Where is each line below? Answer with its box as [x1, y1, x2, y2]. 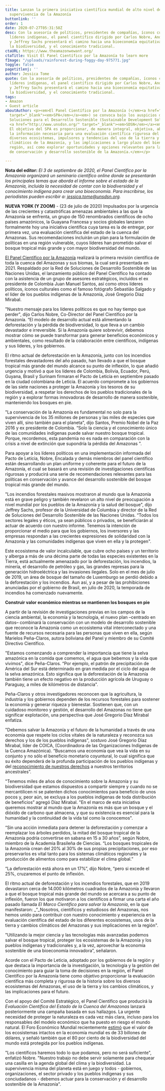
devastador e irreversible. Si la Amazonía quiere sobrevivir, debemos [5, 327, 144, 333]
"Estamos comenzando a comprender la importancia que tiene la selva [5, 650, 148, 656]
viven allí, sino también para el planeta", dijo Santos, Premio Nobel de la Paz [5, 419, 159, 425]
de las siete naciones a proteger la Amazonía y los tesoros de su [5, 383, 136, 390]
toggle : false [5, 62, 34, 67]
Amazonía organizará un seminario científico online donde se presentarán [5, 172, 156, 178]
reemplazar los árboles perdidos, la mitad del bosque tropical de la [5, 829, 140, 835]
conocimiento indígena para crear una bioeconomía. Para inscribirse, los [5, 188, 153, 194]
